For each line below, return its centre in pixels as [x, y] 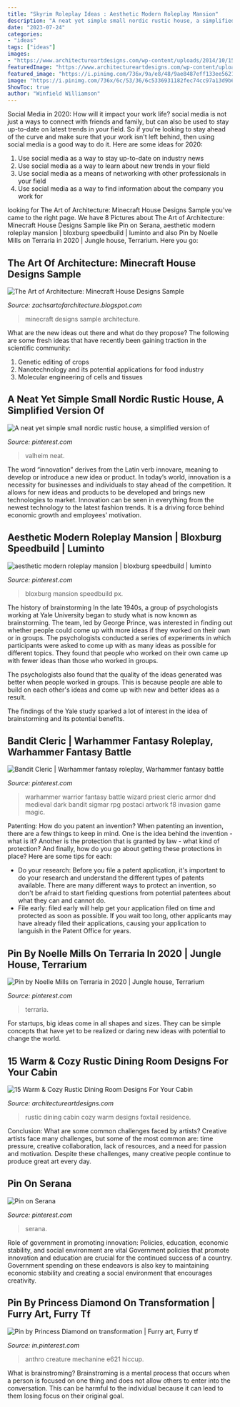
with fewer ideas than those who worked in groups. [83, 660]
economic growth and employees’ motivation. [74, 514]
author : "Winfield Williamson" [54, 94]
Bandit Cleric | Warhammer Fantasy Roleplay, [110, 741]
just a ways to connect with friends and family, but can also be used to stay [118, 121]
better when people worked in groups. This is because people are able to [115, 682]
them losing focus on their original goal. [66, 1396]
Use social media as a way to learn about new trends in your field [114, 166]
